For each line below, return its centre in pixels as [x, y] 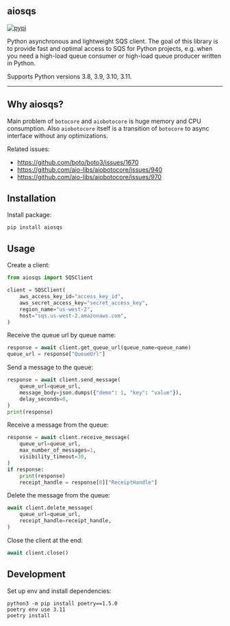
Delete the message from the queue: [59, 495]
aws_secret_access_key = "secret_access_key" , [84, 303]
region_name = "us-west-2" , [56, 309]
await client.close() [38, 552]
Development [37, 574]
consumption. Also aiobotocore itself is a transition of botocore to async [108, 128]
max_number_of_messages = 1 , [58, 450]
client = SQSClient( [37, 290]
